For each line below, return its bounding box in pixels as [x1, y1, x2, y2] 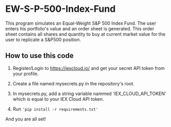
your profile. [12, 70, 39, 77]
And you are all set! [5, 116, 46, 122]
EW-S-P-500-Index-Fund [5, 3, 116, 15]
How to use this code [5, 51, 74, 60]
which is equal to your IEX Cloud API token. [12, 96, 104, 102]
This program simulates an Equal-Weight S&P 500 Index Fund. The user [5, 20, 157, 26]
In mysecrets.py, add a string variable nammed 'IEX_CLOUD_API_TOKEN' [12, 90, 166, 97]
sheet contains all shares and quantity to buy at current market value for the [5, 31, 165, 37]
